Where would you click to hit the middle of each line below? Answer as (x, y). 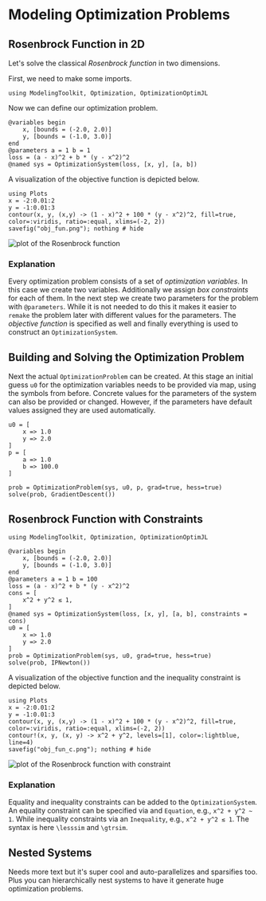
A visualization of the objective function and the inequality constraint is (125, 677)
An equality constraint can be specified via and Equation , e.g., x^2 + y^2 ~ (131, 811)
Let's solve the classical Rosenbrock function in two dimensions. (114, 63)
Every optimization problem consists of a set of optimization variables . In (128, 281)
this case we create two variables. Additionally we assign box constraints (128, 290)
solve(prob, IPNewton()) (49, 663)
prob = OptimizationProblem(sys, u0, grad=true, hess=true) (110, 656)
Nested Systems (50, 853)
